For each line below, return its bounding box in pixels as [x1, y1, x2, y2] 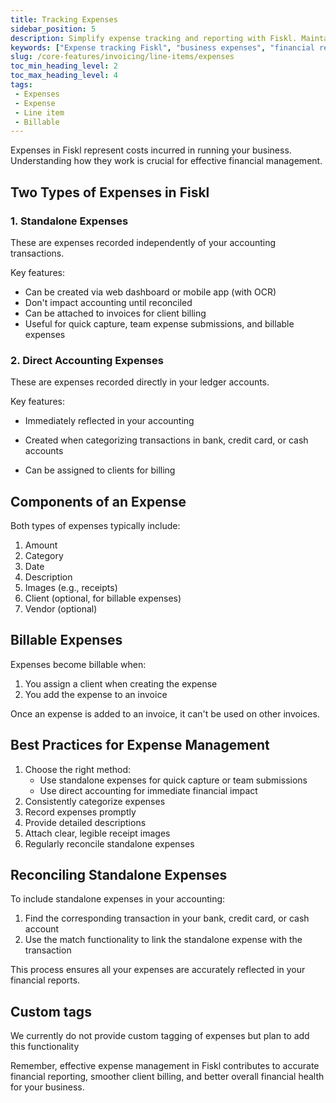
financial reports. [10, 974, 81, 986]
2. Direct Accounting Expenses [10, 353, 164, 367]
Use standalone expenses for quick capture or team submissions [39, 774, 308, 786]
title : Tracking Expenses [10, 14, 118, 25]
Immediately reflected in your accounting [24, 415, 195, 427]
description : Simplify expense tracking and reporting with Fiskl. [10, 33, 298, 43]
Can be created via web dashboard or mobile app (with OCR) [24, 286, 277, 298]
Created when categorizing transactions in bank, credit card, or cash [24, 434, 309, 446]
